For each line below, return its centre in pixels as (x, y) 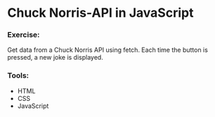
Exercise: (24, 35)
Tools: (18, 76)
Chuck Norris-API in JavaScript (100, 13)
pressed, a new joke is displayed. (55, 57)
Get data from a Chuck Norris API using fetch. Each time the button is (108, 50)
